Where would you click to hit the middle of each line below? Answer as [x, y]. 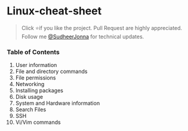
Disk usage [29, 97]
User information [36, 65]
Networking [30, 84]
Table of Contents [33, 52]
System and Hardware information [58, 103]
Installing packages [39, 90]
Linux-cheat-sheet [54, 11]
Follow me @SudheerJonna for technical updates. [83, 36]
